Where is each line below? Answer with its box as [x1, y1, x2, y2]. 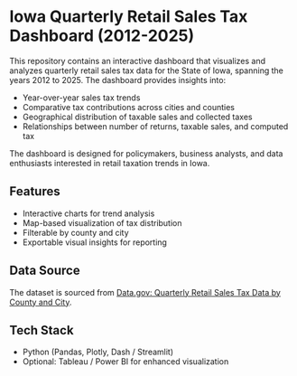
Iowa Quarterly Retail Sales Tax [9, 6, 248, 27]
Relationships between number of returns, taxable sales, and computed [22, 120, 289, 132]
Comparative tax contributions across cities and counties [22, 101, 235, 112]
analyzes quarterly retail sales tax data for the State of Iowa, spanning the [9, 65, 284, 76]
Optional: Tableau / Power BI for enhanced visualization [22, 356, 229, 367]
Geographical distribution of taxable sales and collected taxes [22, 111, 253, 122]
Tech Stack [9, 323, 74, 338]
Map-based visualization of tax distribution [22, 217, 182, 228]
